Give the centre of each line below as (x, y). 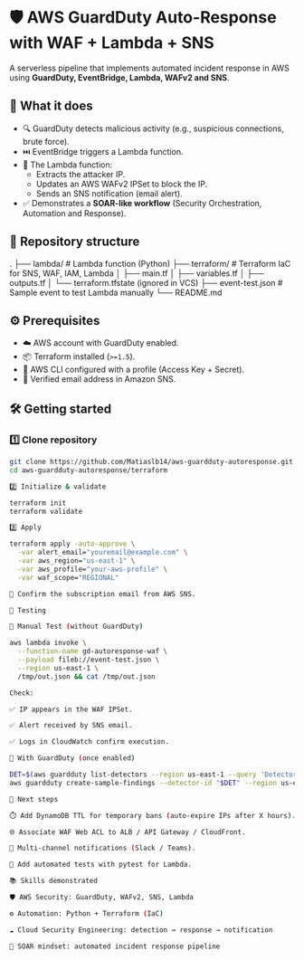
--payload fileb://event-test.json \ (89, 660)
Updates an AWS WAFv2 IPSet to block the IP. (122, 184)
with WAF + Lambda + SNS (112, 43)
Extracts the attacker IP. (81, 174)
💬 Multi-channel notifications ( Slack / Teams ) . (103, 848)
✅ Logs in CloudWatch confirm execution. (90, 742)
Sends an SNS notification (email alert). (109, 193)
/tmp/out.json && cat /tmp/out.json (86, 676)
